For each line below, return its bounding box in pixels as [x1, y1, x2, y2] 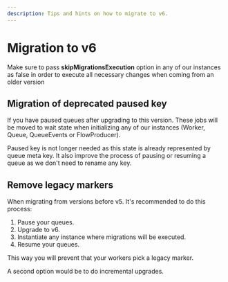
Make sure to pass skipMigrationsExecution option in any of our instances [7, 63, 221, 71]
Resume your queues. [17, 240, 80, 249]
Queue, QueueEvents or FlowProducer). [7, 131, 121, 139]
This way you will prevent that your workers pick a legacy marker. [7, 254, 194, 262]
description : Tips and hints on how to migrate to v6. [7, 10, 169, 17]
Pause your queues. [17, 218, 75, 227]
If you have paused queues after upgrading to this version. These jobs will [7, 116, 218, 125]
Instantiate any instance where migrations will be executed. [17, 233, 187, 241]
